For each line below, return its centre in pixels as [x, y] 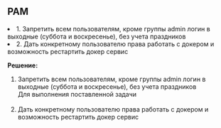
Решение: [23, 65]
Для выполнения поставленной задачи [77, 94]
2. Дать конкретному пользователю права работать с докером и [115, 44]
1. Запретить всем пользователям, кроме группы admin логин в [114, 28]
